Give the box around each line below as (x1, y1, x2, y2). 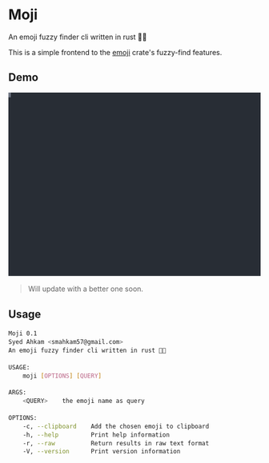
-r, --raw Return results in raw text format (22, 439, 210, 447)
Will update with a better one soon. (27, 284, 144, 293)
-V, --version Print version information (22, 448, 181, 456)
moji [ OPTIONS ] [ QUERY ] (22, 372, 102, 380)
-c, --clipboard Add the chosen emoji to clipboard (22, 422, 210, 430)
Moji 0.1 (8, 329, 38, 337)
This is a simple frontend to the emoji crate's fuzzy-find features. (8, 47, 223, 57)
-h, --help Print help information (22, 430, 171, 439)
